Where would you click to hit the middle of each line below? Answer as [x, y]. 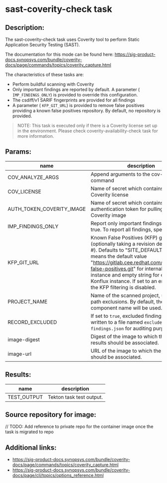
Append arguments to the [121, 174]
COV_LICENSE [24, 192]
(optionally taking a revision [123, 244]
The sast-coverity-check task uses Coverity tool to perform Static [73, 39]
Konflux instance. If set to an [124, 281]
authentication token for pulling [127, 209]
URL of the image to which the [126, 351]
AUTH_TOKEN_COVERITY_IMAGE [47, 209]
